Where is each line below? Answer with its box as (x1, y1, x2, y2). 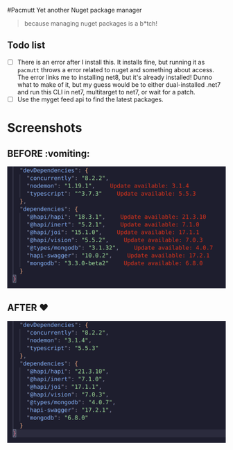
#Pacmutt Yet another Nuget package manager (7, 6, 142, 14)
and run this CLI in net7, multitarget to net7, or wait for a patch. (17, 87, 196, 96)
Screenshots (7, 120, 83, 136)
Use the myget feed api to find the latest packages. (17, 95, 164, 103)
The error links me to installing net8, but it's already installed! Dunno (17, 73, 213, 81)
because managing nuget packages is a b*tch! (24, 19, 158, 27)
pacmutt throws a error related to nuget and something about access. (17, 65, 215, 74)
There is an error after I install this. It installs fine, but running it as (17, 58, 205, 66)
